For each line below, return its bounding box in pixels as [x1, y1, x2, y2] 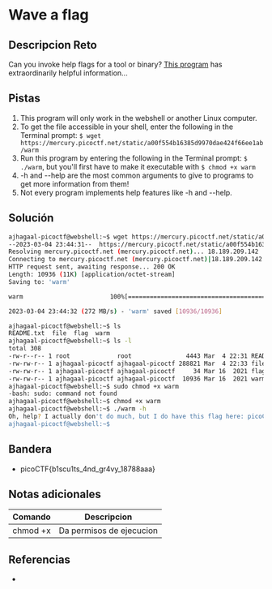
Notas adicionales [8, 487, 101, 501]
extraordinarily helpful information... [8, 68, 128, 78]
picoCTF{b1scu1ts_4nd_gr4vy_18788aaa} [19, 464, 156, 474]
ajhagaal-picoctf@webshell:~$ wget [8, 233, 129, 241]
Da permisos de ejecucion [58, 525, 158, 536]
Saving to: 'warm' [8, 277, 70, 286]
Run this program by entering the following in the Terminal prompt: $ [19, 153, 249, 163]
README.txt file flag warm [8, 329, 111, 337]
